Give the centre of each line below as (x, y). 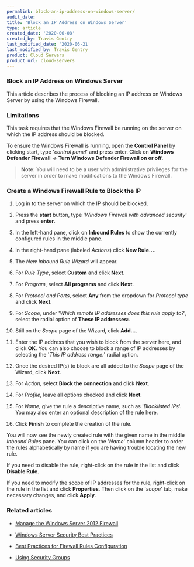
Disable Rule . (23, 471)
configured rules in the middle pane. (59, 239)
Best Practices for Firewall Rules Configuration (71, 546)
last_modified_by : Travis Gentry (47, 50)
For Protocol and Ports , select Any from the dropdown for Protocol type (102, 296)
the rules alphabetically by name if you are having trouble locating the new (96, 448)
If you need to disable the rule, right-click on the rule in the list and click (93, 465)
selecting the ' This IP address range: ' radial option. (77, 355)
